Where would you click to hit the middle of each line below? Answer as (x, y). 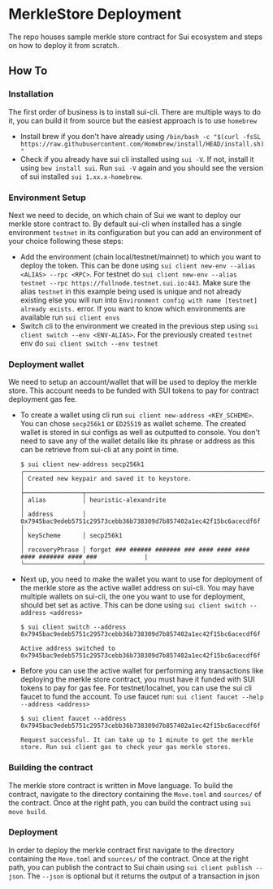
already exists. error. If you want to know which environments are (133, 308)
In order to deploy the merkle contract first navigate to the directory (121, 850)
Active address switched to (67, 649)
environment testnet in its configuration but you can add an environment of (135, 232)
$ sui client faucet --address (73, 719)
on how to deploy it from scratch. (64, 45)
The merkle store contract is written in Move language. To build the (121, 785)
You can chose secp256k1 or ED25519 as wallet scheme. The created (133, 424)
